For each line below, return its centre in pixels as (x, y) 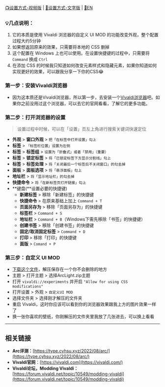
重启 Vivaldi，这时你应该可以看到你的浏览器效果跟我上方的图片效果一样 (84, 304)
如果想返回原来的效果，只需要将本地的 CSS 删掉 (61, 47)
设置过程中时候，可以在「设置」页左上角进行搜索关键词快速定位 (82, 129)
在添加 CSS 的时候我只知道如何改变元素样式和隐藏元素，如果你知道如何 (84, 65)
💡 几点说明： (20, 23)
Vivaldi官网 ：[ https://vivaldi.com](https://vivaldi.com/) (68, 362)
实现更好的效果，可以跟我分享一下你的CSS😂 (58, 72)
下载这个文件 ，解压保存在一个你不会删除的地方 (59, 269)
